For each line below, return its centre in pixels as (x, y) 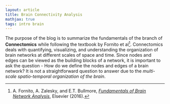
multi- (149, 71)
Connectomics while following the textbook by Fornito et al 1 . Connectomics (84, 44)
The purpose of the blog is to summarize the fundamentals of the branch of (84, 38)
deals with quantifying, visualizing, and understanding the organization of (82, 49)
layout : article (22, 10)
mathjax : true (20, 19)
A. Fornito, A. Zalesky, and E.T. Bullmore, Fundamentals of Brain (79, 90)
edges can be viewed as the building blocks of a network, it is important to (83, 60)
